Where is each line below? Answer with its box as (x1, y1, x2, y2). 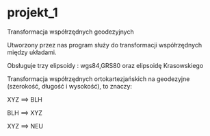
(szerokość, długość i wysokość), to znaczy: (7, 82, 132, 90)
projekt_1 (7, 5, 58, 21)
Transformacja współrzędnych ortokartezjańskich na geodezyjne (7, 74, 190, 83)
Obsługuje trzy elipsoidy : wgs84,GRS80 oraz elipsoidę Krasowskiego (7, 61, 204, 69)
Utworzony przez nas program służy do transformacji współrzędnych (7, 41, 202, 49)
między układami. (7, 48, 57, 56)
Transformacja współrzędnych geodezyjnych (7, 27, 135, 36)
